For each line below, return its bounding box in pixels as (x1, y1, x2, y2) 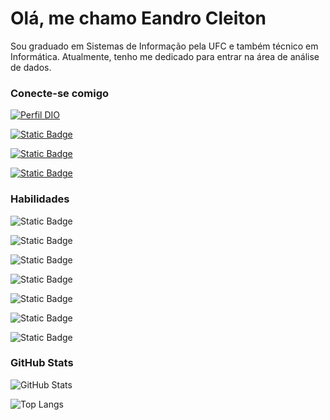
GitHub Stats (10, 356, 74, 370)
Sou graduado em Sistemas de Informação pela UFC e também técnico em (10, 40, 319, 52)
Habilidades (10, 192, 70, 206)
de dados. (10, 61, 52, 73)
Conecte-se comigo (10, 86, 110, 100)
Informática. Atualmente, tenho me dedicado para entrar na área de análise (10, 50, 320, 62)
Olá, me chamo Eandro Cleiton (10, 7, 267, 30)
